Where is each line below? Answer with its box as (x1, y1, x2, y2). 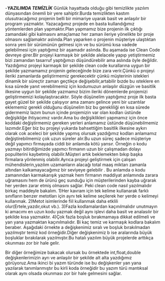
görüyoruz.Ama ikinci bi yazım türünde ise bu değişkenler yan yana (5, 260, 141, 266)
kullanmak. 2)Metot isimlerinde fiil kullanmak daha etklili (5, 198, 118, 204)
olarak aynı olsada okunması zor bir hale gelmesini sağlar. (5, 271, 122, 276)
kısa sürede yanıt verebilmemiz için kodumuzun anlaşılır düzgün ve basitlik (5, 84, 156, 89)
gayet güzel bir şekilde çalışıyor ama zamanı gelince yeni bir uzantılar (5, 99, 146, 105)
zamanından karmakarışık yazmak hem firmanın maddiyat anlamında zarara (5, 172, 159, 178)
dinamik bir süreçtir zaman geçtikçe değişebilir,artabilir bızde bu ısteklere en (5, 78, 160, 84)
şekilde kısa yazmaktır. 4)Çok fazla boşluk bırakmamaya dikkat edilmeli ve (5, 214, 155, 220)
